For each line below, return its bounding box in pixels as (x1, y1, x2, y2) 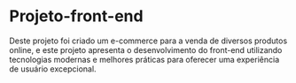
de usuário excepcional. (9, 64, 97, 74)
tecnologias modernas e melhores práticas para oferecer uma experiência (9, 54, 280, 64)
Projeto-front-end (9, 6, 144, 26)
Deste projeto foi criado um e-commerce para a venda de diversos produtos (9, 35, 288, 46)
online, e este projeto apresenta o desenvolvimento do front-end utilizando (9, 44, 283, 55)
